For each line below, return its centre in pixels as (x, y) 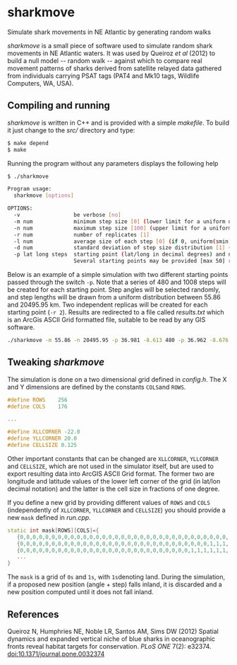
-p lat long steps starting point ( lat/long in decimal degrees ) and (120, 255)
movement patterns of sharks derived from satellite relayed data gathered (115, 68)
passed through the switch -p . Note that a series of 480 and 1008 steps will (117, 282)
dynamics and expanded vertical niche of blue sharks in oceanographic (111, 639)
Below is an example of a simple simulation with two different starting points (118, 274)
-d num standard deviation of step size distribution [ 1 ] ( (123, 248)
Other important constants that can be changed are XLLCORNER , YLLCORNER (113, 458)
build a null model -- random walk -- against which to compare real (105, 60)
